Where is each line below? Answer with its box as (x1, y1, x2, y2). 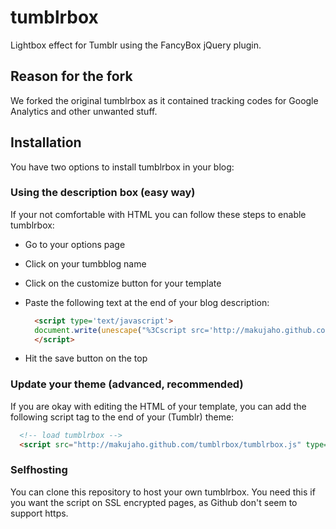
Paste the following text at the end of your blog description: (24, 296, 270, 308)
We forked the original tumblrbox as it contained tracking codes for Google (10, 94, 319, 106)
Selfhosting (10, 463, 68, 477)
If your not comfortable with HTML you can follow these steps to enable (10, 208, 307, 220)
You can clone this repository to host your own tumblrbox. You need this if (10, 486, 316, 498)
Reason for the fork (10, 68, 133, 85)
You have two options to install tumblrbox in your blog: (10, 161, 235, 173)
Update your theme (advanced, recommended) (10, 377, 244, 391)
